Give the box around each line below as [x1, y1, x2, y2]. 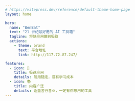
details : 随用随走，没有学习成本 [14, 75, 74, 80]
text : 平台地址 [18, 47, 46, 53]
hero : [5, 20, 16, 25]
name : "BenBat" [9, 25, 41, 30]
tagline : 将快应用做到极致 [9, 34, 59, 39]
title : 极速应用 [14, 70, 44, 75]
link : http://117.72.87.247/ [18, 52, 78, 57]
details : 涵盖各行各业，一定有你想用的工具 [14, 88, 92, 93]
